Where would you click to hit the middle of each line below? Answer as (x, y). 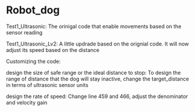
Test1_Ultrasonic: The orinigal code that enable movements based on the (94, 26)
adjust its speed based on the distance (53, 50)
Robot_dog (33, 10)
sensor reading (24, 32)
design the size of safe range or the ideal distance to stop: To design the (93, 72)
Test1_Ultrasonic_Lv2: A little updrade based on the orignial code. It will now (97, 44)
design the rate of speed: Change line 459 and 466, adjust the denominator (97, 96)
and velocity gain (27, 102)
